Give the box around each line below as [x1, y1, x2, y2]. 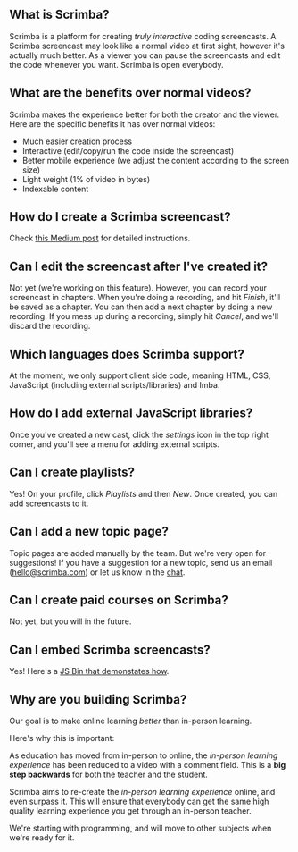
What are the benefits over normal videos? [9, 85, 252, 101]
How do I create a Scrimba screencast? [9, 209, 231, 224]
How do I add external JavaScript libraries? [9, 406, 253, 421]
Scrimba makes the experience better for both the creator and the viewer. [9, 109, 280, 120]
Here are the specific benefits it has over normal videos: [9, 118, 216, 129]
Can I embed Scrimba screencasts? [9, 642, 211, 657]
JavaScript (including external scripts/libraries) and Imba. [9, 380, 220, 391]
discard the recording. [9, 321, 91, 332]
